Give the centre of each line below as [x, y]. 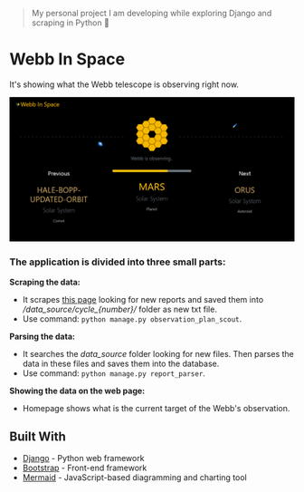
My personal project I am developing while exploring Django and [152, 13]
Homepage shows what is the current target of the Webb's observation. [156, 408]
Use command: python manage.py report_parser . [114, 373]
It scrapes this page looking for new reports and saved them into [143, 299]
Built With [38, 437]
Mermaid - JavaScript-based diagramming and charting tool [134, 478]
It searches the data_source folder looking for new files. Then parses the [158, 353]
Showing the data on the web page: [77, 391]
